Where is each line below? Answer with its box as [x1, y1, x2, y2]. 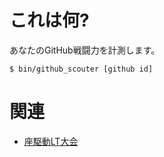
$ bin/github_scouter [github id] [9, 64, 154, 74]
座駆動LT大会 [23, 135, 79, 147]
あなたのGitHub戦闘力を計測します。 [9, 44, 161, 56]
